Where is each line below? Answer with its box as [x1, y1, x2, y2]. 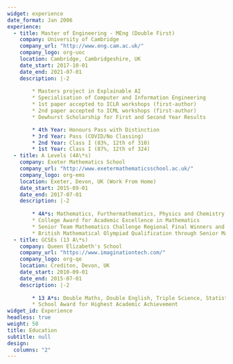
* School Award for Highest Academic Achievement [32, 301, 178, 308]
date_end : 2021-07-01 [19, 68, 82, 75]
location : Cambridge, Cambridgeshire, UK [19, 56, 141, 63]
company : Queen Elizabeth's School [19, 243, 123, 250]
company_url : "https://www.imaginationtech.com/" [19, 249, 166, 256]
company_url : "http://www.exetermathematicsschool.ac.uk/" [19, 165, 194, 172]
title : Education [7, 326, 58, 334]
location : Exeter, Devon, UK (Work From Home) [19, 178, 157, 185]
